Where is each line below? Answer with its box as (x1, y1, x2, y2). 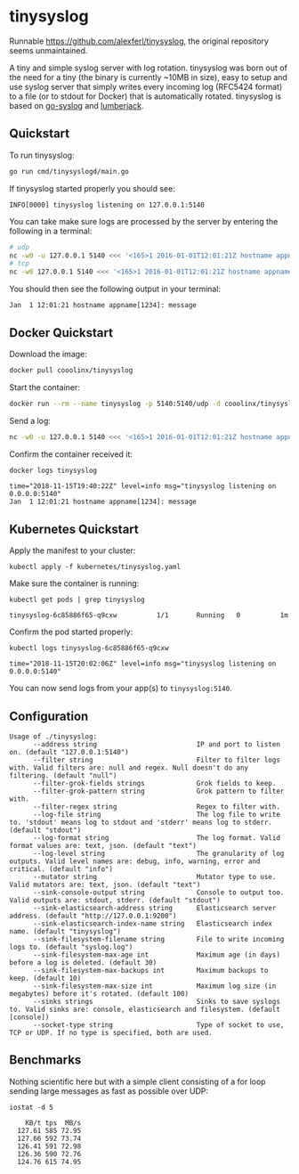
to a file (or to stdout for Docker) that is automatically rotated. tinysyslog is (9, 91, 282, 102)
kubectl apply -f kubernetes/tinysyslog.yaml (9, 563, 181, 572)
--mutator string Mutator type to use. (32, 873, 277, 882)
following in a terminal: (9, 225, 93, 236)
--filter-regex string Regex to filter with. (32, 803, 280, 811)
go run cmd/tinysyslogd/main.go (9, 167, 129, 175)
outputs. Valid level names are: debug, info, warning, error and (9, 857, 261, 866)
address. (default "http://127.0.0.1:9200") (9, 911, 177, 921)
